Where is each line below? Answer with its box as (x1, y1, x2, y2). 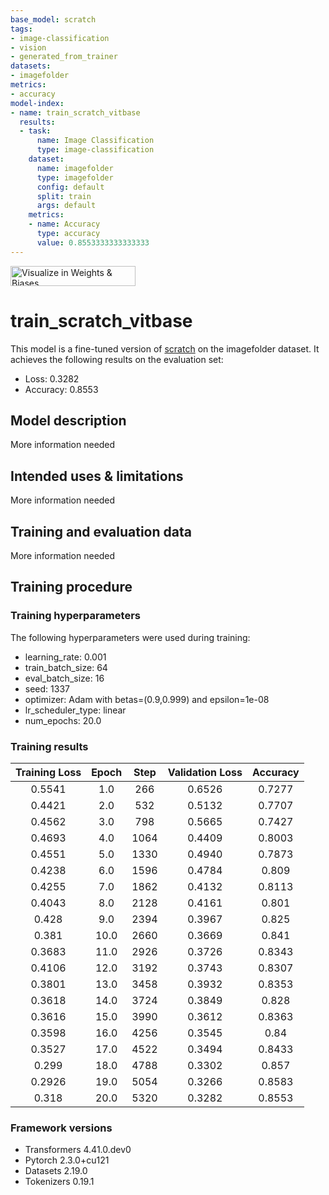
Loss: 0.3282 (24, 372, 80, 385)
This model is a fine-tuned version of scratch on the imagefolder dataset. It (10, 342, 320, 355)
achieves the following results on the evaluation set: (10, 353, 224, 365)
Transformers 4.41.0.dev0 (24, 1144, 132, 1156)
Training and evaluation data (10, 523, 192, 540)
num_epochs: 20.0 (24, 714, 102, 726)
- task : (19, 126, 52, 136)
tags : (10, 24, 33, 34)
